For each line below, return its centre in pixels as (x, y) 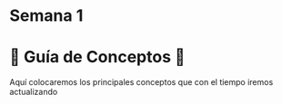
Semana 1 (46, 16)
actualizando (34, 92)
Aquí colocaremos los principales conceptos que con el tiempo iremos (141, 82)
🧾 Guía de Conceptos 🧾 (97, 57)
